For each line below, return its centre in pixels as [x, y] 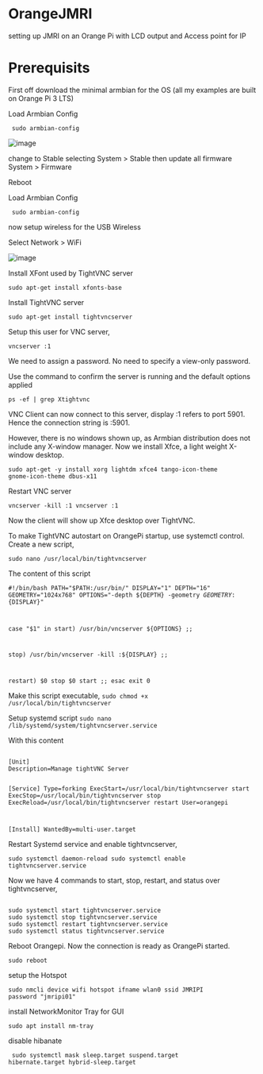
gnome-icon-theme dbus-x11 [53, 476]
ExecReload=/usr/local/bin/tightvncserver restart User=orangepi [118, 803]
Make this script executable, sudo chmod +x [78, 696]
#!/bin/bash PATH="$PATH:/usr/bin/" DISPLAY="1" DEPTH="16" [110, 588]
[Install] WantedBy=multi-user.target [72, 830]
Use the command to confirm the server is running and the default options [130, 376]
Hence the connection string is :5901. [69, 423]
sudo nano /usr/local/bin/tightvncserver [78, 558]
